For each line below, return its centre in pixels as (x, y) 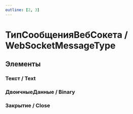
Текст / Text (21, 79)
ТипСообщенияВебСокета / (66, 35)
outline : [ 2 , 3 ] (22, 10)
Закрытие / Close (28, 105)
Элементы (23, 64)
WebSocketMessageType (60, 45)
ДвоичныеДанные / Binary (40, 92)
